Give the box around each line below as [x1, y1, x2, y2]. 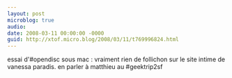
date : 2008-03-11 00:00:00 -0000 [7, 29, 105, 37]
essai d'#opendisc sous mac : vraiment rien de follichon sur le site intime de [7, 55, 225, 63]
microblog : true [7, 17, 54, 24]
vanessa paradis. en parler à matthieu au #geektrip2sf [7, 63, 163, 71]
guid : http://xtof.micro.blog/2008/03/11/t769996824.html [7, 36, 179, 43]
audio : [7, 23, 26, 30]
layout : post [7, 10, 45, 17]
